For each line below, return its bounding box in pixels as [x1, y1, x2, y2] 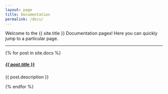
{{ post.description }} [5, 74, 49, 80]
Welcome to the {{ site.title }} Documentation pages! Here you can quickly [5, 30, 157, 36]
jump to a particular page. [5, 35, 58, 41]
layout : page [5, 7, 32, 12]
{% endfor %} [5, 83, 34, 90]
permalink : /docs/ [5, 16, 43, 21]
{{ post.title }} [5, 61, 35, 67]
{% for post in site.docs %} [5, 50, 61, 56]
